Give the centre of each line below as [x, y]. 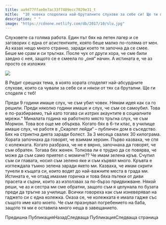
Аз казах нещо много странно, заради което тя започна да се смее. [77, 48]
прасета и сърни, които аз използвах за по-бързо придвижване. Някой [81, 181]
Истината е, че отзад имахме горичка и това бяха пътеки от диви [74, 177]
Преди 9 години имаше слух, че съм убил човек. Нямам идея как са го [81, 103]
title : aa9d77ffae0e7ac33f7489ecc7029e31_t [51, 10]
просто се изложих [25, 64]
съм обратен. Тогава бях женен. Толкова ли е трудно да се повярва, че [81, 150]
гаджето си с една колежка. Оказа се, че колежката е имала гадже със [81, 197]
